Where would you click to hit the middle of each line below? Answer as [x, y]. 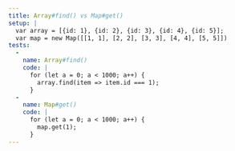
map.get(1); [57, 127]
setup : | [23, 23]
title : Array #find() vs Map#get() [66, 16]
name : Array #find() [55, 61]
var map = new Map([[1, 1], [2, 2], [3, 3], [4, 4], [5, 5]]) [122, 38]
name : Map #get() [50, 105]
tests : [19, 46]
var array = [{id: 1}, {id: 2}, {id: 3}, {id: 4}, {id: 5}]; [120, 30]
